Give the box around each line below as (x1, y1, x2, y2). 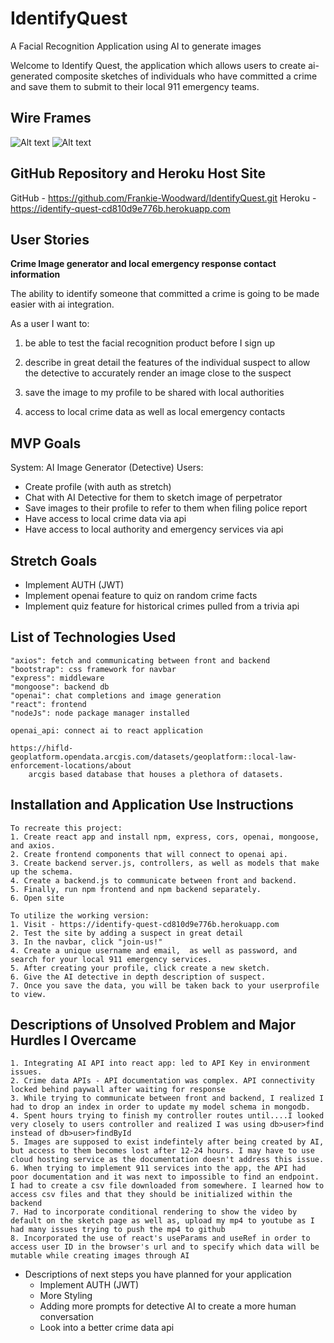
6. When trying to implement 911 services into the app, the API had (10, 1163, 307, 1174)
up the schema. (10, 867, 74, 877)
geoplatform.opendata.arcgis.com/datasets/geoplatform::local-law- (10, 752, 298, 762)
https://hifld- (10, 743, 74, 753)
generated (10, 70, 53, 82)
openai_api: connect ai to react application (10, 725, 203, 736)
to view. (10, 989, 47, 999)
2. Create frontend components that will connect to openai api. (10, 849, 288, 859)
